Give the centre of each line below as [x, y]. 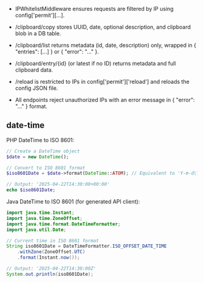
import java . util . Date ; [36, 230]
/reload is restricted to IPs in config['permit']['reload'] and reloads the [102, 82]
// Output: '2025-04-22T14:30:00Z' [51, 269]
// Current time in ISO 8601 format [53, 240]
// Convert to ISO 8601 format [46, 168]
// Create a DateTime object [43, 151]
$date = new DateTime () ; [38, 157]
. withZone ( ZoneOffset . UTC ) [51, 252]
